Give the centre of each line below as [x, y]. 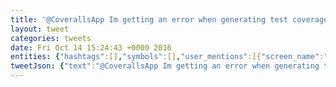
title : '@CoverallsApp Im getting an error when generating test [149, 19]
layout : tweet [40, 29]
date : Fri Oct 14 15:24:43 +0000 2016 [91, 47]
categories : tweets [51, 38]
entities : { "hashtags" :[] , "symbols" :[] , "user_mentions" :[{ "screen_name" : [167, 57]
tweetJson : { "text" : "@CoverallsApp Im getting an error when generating [165, 66]
